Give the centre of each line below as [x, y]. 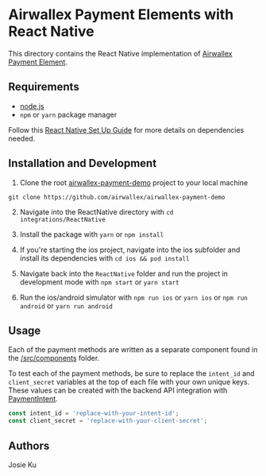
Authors [29, 445]
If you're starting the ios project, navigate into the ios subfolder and [130, 250]
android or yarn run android [66, 306]
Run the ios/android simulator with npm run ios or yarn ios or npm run [134, 297]
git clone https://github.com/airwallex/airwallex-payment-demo [117, 197]
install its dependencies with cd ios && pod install [104, 258]
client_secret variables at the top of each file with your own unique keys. [129, 382]
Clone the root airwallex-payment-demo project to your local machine [134, 182]
